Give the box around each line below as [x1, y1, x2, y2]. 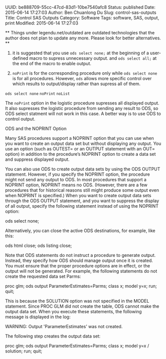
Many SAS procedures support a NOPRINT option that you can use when [5, 135, 155, 141]
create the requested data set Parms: [5, 273, 81, 279]
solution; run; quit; [5, 348, 43, 354]
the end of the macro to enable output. [12, 61, 92, 66]
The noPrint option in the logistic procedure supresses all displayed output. [5, 100, 160, 106]
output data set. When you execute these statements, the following [5, 309, 142, 314]
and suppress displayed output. [5, 156, 70, 162]
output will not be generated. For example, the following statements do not [5, 268, 158, 274]
